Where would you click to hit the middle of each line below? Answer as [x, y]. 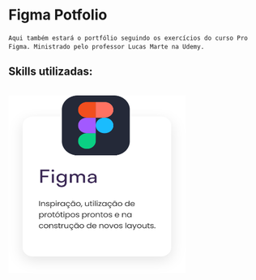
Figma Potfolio [58, 15]
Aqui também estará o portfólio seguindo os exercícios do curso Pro [128, 38]
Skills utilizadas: [51, 72]
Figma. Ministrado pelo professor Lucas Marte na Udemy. [107, 46]
